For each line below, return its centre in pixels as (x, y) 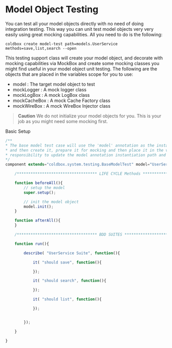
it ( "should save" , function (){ (67, 262)
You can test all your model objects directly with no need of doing (74, 24)
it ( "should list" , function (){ (67, 299)
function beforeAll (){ (39, 183)
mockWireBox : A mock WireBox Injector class (62, 106)
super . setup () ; (40, 192)
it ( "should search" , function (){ (69, 281)
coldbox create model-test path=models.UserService (61, 44)
